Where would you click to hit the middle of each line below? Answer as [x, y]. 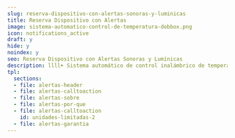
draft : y [20, 40]
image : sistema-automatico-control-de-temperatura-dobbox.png [100, 26]
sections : [28, 78]
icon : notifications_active [48, 33]
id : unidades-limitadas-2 [58, 117]
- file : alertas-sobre [47, 98]
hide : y [19, 46]
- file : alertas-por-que [50, 105]
